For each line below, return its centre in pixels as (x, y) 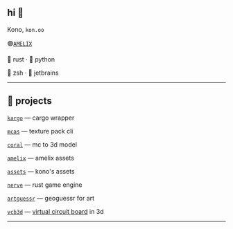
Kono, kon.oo (26, 29)
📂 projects (29, 101)
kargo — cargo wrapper (41, 118)
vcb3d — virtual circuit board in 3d (55, 211)
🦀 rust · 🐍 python (31, 59)
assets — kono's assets (41, 171)
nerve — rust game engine (45, 185)
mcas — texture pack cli (40, 131)
